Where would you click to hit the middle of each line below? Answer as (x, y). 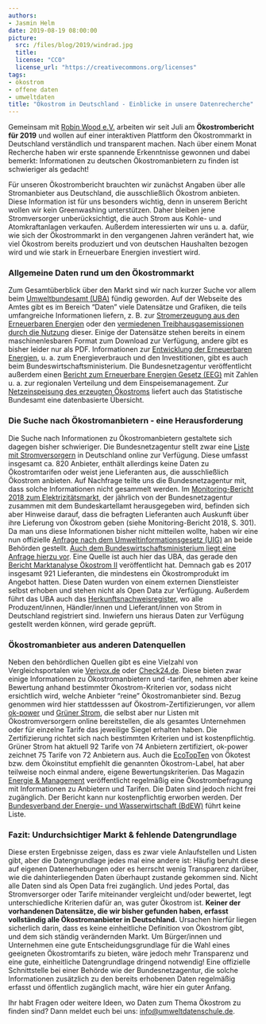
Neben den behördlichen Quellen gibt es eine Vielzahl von (103, 662)
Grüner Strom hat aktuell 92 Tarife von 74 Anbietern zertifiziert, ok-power (128, 747)
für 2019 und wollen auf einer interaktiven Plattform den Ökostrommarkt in (130, 135)
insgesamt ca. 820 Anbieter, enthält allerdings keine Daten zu (109, 463)
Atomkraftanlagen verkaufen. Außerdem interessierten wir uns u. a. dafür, (129, 227)
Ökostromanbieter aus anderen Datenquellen (97, 644)
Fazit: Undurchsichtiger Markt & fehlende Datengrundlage (123, 835)
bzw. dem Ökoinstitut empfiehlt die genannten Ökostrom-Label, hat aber (126, 764)
